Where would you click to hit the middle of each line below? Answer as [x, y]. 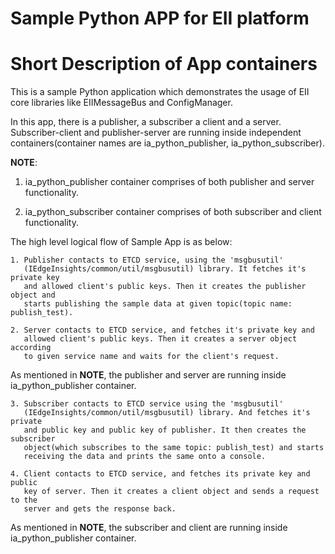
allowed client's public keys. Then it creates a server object [160, 339]
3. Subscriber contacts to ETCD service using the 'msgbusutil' [147, 404]
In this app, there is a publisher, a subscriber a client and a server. [146, 122]
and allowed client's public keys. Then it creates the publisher [165, 287]
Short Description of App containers [164, 64]
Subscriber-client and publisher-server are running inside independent [156, 133]
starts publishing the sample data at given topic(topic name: [158, 304]
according [31, 348]
